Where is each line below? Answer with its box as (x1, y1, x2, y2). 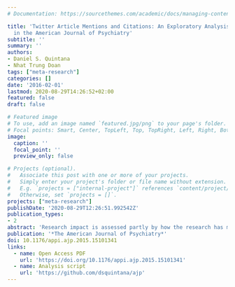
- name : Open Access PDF (13, 250, 86, 257)
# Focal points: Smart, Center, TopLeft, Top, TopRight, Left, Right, (7, 127, 218, 134)
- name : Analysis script (13, 263, 86, 270)
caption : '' (13, 139, 49, 147)
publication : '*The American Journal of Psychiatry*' (7, 230, 168, 237)
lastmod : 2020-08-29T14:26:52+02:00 (7, 88, 114, 95)
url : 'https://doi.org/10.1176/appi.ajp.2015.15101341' (20, 256, 187, 263)
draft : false (7, 101, 45, 108)
